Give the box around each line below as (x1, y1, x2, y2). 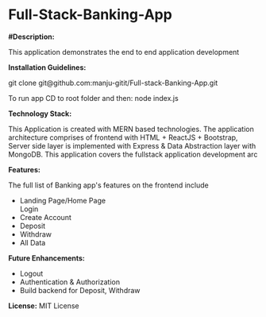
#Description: (8, 32, 55, 41)
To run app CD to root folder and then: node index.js (8, 93, 179, 102)
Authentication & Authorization (19, 276, 121, 287)
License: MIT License (8, 300, 79, 311)
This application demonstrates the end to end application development (8, 47, 240, 56)
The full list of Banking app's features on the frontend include (8, 180, 209, 190)
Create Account (19, 212, 71, 222)
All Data (19, 238, 46, 247)
